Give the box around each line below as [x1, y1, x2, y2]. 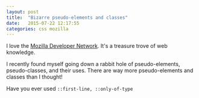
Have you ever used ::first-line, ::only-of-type [6, 85, 133, 93]
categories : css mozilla [6, 25, 69, 32]
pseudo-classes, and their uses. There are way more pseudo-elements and [6, 67, 194, 74]
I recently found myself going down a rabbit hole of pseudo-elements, [6, 60, 180, 68]
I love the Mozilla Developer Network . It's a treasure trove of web [6, 42, 168, 50]
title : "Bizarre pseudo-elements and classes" [6, 15, 128, 21]
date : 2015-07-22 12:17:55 [6, 20, 80, 26]
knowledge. [6, 49, 36, 56]
